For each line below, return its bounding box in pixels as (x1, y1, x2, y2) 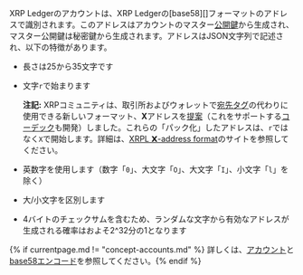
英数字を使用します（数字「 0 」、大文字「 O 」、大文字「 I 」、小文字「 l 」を (22, 164, 289, 175)
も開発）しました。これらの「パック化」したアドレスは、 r (53, 122, 273, 133)
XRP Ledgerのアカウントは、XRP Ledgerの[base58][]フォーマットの (9, 8, 264, 18)
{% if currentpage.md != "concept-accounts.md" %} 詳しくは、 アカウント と (9, 244, 295, 255)
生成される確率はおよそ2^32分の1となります (22, 225, 187, 235)
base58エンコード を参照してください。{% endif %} (9, 256, 202, 266)
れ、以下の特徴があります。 (9, 42, 112, 52)
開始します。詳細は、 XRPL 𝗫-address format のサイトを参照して (50, 134, 289, 144)
